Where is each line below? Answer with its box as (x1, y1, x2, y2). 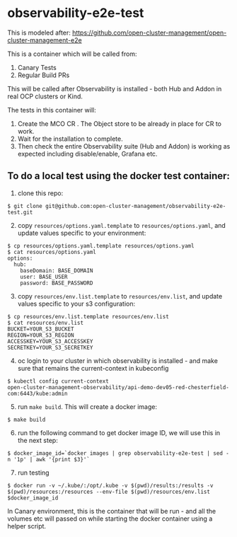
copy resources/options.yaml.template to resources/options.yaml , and (17, 221, 226, 229)
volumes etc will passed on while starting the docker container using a (7, 514, 213, 523)
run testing (17, 468, 50, 477)
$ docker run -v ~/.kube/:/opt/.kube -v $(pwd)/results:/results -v (7, 482, 214, 489)
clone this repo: (17, 189, 64, 197)
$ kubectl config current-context (7, 377, 110, 385)
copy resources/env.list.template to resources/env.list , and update (17, 291, 223, 300)
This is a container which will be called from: (7, 50, 137, 58)
